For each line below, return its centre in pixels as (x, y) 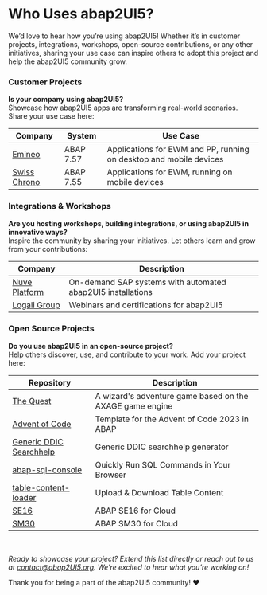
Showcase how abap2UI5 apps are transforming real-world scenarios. (123, 108)
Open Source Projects (51, 329)
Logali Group (37, 305)
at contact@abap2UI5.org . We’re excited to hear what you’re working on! (129, 567)
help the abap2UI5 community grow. (68, 61)
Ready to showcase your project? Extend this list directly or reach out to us (131, 558)
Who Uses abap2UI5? (81, 14)
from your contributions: (48, 249)
